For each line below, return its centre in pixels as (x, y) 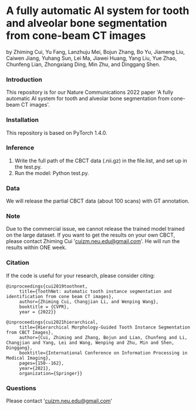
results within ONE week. (36, 248)
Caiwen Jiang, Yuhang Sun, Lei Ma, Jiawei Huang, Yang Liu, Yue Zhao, (92, 58)
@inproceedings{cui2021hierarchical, (52, 322)
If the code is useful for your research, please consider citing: (81, 275)
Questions (21, 388)
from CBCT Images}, (30, 332)
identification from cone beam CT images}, (60, 296)
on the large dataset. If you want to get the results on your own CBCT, (91, 235)
